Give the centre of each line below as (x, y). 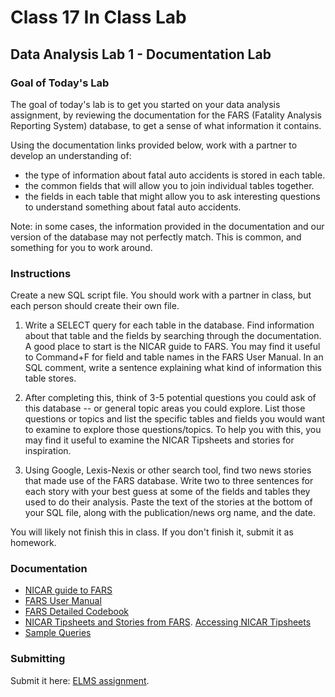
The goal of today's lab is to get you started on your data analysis (145, 104)
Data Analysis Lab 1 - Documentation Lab (141, 54)
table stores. (50, 378)
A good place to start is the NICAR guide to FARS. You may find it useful (172, 347)
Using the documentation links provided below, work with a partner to (154, 145)
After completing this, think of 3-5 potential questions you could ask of (170, 398)
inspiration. (48, 451)
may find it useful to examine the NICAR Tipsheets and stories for (159, 440)
